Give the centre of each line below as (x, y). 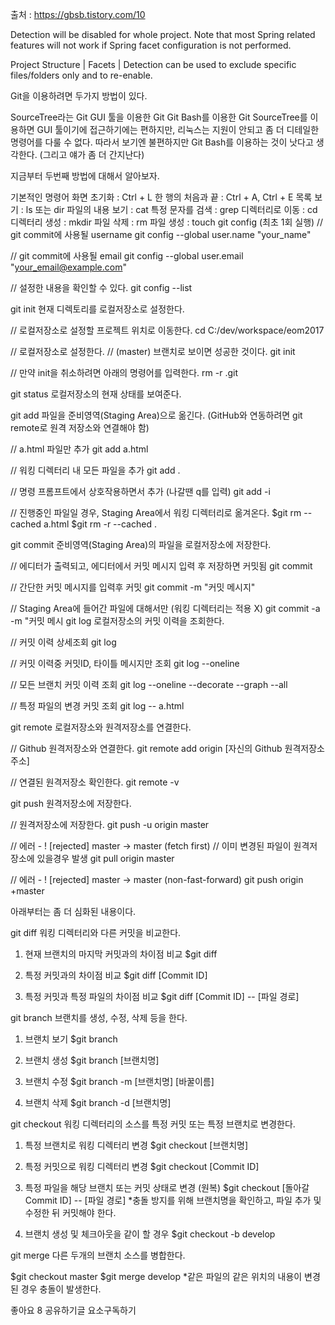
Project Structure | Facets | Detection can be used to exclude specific (153, 64)
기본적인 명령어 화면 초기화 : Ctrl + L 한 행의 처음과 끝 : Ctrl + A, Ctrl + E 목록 (161, 197)
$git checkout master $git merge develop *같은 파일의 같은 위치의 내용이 (156, 1276)
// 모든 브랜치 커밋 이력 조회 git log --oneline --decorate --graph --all (149, 684)
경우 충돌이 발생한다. (61, 1289)
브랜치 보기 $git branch (71, 1039)
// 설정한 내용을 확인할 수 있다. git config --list (101, 287)
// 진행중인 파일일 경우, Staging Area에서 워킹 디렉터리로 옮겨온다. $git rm (156, 512)
